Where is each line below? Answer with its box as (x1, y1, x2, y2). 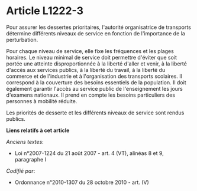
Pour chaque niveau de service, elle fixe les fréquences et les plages (6, 47, 175, 54)
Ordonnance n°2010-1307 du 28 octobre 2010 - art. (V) (14, 179, 149, 186)
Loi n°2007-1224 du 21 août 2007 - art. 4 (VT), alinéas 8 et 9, (14, 149, 164, 157)
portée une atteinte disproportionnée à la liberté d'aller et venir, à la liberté (6, 60, 188, 67)
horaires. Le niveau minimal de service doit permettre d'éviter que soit (6, 54, 177, 61)
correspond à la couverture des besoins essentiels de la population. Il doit (6, 78, 186, 86)
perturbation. (6, 36, 38, 43)
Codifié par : (6, 167, 35, 174)
